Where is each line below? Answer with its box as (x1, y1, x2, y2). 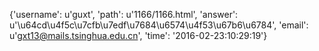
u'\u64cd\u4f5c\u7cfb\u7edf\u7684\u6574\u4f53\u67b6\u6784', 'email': (9, 19, 309, 31)
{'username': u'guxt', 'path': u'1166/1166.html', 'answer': (9, 9, 239, 20)
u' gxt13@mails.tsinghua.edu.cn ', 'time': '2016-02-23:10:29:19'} (9, 30, 268, 41)
